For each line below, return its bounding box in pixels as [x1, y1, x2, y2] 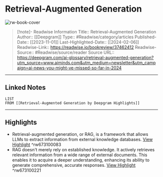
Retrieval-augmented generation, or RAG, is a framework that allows [12, 131, 148, 137]
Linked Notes [5, 83, 46, 92]
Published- [134, 34, 157, 40]
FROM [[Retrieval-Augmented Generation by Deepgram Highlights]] [5, 100, 140, 105]
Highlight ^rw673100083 [12, 142, 62, 147]
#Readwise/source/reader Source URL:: [34, 49, 115, 55]
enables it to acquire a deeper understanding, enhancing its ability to [12, 157, 149, 163]
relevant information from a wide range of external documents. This [12, 152, 147, 158]
